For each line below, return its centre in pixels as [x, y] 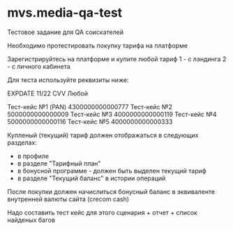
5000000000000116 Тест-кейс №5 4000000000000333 [90, 121]
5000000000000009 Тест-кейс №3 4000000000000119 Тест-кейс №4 [112, 114]
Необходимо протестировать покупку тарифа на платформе [98, 45]
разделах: [22, 142]
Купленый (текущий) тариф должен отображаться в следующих [103, 135]
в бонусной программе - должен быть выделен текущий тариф [112, 170]
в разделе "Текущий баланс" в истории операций [91, 178]
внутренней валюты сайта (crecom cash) [68, 199]
